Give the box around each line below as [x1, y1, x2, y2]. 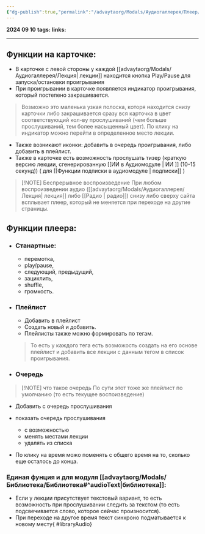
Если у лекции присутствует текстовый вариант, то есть [15, 494, 162, 502]
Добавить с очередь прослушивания [15, 402, 112, 410]
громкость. [24, 288, 54, 295]
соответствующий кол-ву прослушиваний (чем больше [21, 116, 167, 124]
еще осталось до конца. [15, 457, 78, 465]
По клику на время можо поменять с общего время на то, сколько [15, 451, 190, 458]
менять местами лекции [24, 432, 88, 440]
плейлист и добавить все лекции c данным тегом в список [30, 348, 184, 356]
